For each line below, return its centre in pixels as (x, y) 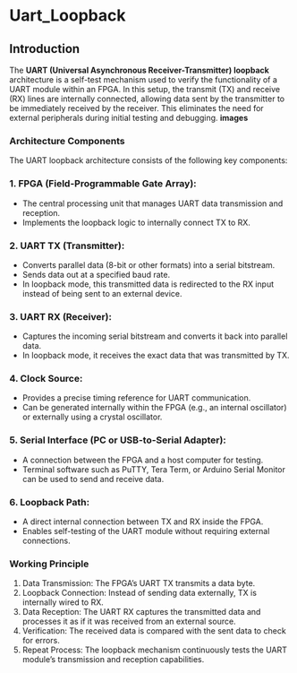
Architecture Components (67, 141)
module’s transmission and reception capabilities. (113, 660)
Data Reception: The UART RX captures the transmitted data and (141, 612)
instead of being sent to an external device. (102, 293)
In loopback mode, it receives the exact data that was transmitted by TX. (156, 356)
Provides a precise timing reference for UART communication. (136, 398)
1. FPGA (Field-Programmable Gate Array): (103, 184)
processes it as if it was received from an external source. (129, 621)
